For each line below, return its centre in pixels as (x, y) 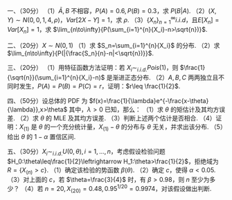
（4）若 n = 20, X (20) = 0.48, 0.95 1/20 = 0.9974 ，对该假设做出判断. (116, 189)
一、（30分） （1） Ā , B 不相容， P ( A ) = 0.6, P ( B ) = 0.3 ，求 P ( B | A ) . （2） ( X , (112, 11)
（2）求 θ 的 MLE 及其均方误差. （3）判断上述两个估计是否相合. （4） (116, 118)
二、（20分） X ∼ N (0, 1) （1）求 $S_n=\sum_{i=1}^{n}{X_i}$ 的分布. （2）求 (114, 46)
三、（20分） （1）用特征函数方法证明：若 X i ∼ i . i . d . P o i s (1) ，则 (93, 69)
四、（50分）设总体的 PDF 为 (47, 101)
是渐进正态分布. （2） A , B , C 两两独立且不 (166, 78)
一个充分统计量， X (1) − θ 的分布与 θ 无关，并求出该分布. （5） (137, 127)
